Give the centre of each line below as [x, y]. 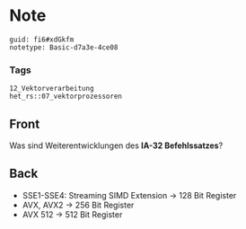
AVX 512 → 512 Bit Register [72, 214]
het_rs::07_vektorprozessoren [66, 97]
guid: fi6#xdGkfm [42, 40]
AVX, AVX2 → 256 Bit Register [78, 205]
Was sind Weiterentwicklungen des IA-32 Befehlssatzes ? [116, 145]
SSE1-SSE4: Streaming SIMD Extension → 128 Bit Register [129, 195]
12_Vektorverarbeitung [52, 89]
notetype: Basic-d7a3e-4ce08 [64, 47]
